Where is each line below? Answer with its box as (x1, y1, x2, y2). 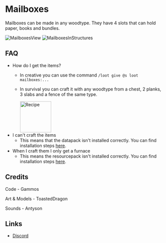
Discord (12, 233, 29, 239)
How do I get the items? (12, 62, 61, 68)
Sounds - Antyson (5, 205, 42, 211)
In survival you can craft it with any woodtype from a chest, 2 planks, (19, 86, 162, 92)
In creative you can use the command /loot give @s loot (19, 72, 138, 78)
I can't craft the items (12, 132, 56, 138)
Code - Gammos (5, 186, 39, 192)
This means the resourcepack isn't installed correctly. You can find (19, 153, 157, 159)
